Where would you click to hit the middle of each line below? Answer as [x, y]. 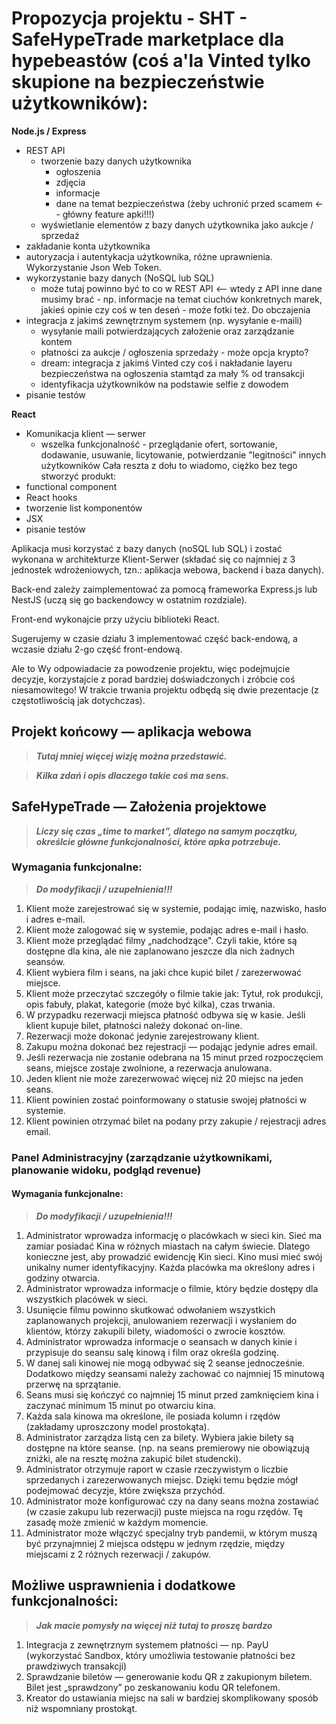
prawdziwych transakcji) [76, 1666]
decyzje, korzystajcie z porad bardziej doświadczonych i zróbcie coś [153, 679]
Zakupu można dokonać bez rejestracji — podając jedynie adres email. [171, 1046]
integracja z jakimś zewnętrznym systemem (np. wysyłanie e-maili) [164, 320]
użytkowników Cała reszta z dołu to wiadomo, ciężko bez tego [169, 465]
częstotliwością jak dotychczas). [78, 700]
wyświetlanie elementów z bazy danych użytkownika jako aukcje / [177, 224]
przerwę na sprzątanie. [73, 1384]
